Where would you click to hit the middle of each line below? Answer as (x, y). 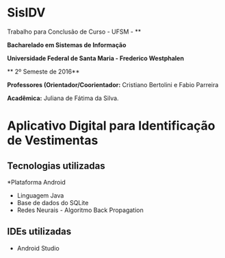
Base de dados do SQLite (53, 202)
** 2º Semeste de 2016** (43, 71)
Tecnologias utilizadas (56, 166)
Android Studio (38, 248)
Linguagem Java (40, 195)
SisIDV (26, 13)
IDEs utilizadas (39, 232)
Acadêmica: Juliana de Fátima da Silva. (63, 98)
